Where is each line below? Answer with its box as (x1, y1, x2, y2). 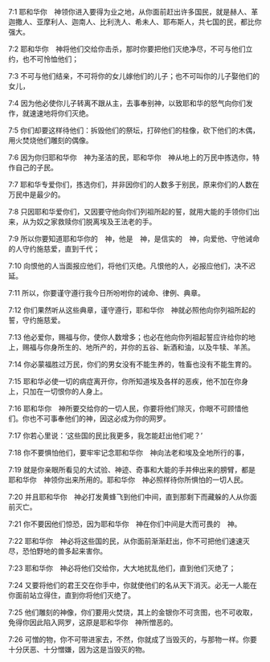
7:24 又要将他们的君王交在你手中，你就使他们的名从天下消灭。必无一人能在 (8, 581, 257, 590)
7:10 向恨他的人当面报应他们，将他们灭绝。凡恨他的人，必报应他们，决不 (8, 261, 249, 271)
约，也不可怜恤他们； (8, 55, 79, 63)
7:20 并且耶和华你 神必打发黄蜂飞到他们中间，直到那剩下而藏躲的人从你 (8, 492, 251, 501)
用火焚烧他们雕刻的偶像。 (8, 136, 93, 145)
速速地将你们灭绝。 (29, 108, 93, 118)
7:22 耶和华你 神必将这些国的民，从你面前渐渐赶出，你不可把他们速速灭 (8, 537, 251, 546)
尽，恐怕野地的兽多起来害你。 (8, 546, 107, 556)
